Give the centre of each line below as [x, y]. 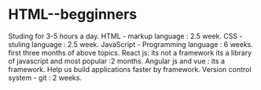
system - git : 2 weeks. [45, 77]
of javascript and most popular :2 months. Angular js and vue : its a [117, 61]
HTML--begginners [73, 14]
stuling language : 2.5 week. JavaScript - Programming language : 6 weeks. [131, 44]
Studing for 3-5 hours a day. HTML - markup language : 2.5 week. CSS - [125, 36]
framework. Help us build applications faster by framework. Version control [130, 69]
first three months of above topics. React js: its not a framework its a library [130, 52]
